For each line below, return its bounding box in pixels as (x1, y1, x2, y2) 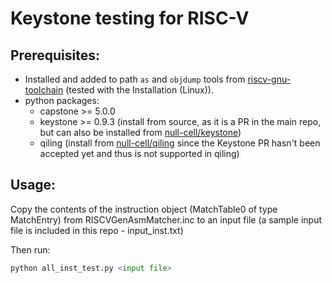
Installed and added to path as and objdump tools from (24, 73, 246, 85)
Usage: (10, 177, 57, 194)
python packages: (24, 95, 100, 106)
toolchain (24, 84, 64, 96)
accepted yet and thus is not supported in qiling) (39, 148, 240, 159)
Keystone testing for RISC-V (10, 7, 250, 30)
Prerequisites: (10, 47, 100, 64)
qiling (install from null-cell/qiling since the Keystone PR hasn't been (39, 137, 321, 149)
